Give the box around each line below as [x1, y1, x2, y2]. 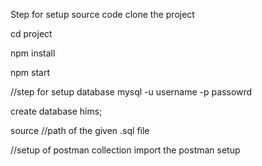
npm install [10, 47, 56, 59]
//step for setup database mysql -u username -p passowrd [10, 86, 253, 98]
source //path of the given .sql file [10, 125, 150, 136]
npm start [10, 67, 51, 78]
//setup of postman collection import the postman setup [10, 144, 241, 156]
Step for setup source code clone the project [10, 9, 195, 20]
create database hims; [10, 105, 103, 117]
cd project [10, 28, 53, 39]
